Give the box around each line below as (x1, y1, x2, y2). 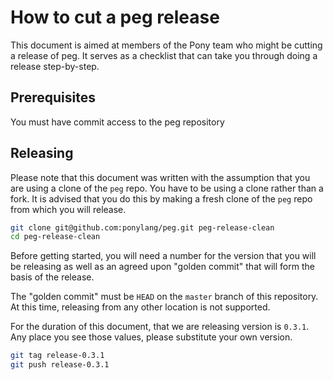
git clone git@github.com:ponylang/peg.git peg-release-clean (10, 222, 275, 233)
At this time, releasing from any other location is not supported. (10, 301, 271, 313)
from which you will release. (10, 203, 127, 215)
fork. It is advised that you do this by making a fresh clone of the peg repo (10, 192, 313, 205)
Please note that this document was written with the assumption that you (10, 171, 311, 183)
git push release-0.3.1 (10, 360, 110, 370)
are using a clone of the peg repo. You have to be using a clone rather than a (10, 182, 324, 194)
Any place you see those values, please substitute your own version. (10, 331, 293, 343)
